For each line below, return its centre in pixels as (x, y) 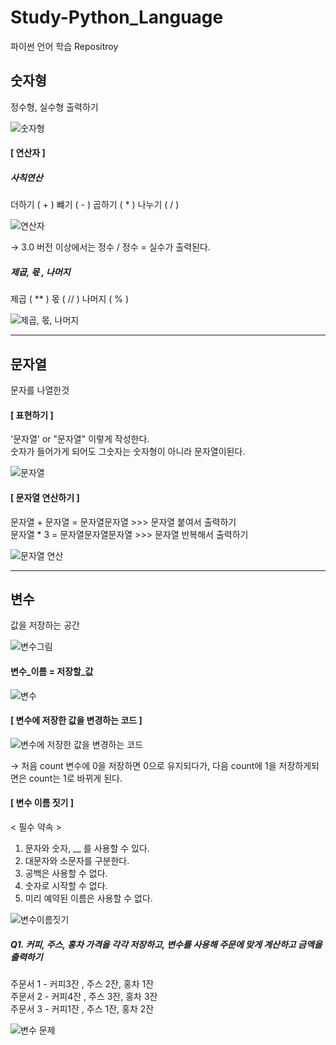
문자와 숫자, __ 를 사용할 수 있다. (87, 848)
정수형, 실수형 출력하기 (54, 107)
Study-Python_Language (117, 17)
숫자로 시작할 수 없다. (66, 885)
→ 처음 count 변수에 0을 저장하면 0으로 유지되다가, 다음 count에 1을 (143, 765)
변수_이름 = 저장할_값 (52, 671)
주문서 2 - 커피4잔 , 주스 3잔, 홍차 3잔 (84, 996)
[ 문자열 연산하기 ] (45, 497)
